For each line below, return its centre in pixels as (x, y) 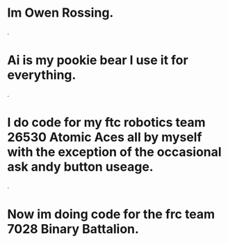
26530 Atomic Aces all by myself (105, 138)
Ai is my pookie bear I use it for (98, 60)
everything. (42, 75)
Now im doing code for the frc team (111, 214)
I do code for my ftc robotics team (107, 123)
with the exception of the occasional (114, 152)
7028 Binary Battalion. (73, 229)
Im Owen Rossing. (60, 13)
